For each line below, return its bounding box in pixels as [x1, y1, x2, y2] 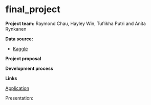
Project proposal [5, 55, 41, 62]
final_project [5, 4, 60, 15]
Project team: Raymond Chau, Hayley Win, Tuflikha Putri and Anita [5, 20, 146, 27]
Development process [5, 65, 54, 71]
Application [5, 85, 30, 91]
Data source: [5, 36, 33, 42]
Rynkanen [5, 25, 27, 32]
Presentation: [5, 95, 34, 101]
